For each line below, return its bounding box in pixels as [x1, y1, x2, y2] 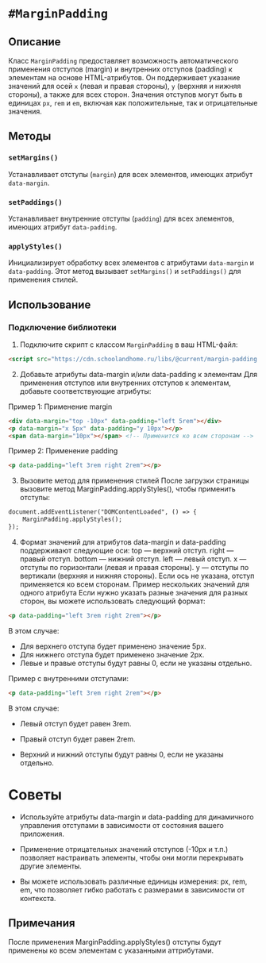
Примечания [8, 916, 75, 930]
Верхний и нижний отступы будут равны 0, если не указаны [19, 749, 224, 759]
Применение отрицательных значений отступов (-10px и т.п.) [19, 844, 229, 853]
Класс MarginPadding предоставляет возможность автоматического [8, 56, 239, 65]
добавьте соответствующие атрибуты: [19, 386, 152, 395]
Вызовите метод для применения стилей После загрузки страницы [19, 476, 249, 486]
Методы [8, 129, 52, 143]
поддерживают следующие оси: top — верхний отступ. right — [19, 545, 234, 555]
